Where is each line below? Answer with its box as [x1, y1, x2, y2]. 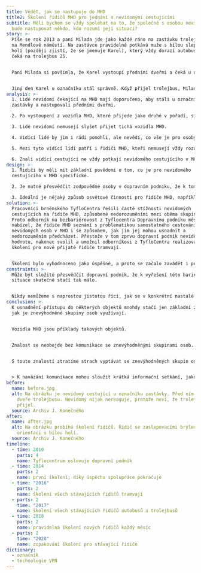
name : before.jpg [11, 386, 55, 392]
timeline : [6, 441, 31, 447]
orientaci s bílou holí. [17, 430, 79, 436]
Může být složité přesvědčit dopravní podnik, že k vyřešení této [11, 272, 181, 278]
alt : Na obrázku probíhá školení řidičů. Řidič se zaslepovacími [11, 425, 178, 430]
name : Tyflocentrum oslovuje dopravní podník [17, 457, 133, 464]
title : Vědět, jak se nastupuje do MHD [6, 8, 106, 15]
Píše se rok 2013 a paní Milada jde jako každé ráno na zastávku [11, 37, 178, 43]
